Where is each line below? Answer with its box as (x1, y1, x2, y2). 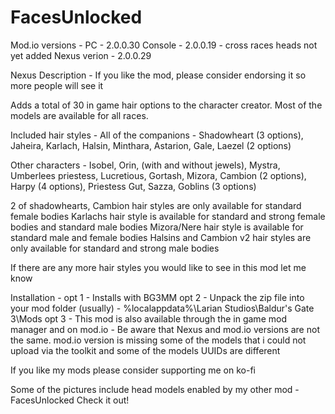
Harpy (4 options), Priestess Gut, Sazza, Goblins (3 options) (10, 180, 257, 192)
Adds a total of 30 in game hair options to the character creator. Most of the (10, 99, 323, 111)
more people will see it (10, 79, 104, 91)
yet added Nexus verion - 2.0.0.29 (10, 49, 152, 61)
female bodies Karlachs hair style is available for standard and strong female (10, 210, 326, 222)
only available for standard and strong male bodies (10, 242, 220, 254)
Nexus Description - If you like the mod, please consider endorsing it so (10, 69, 307, 81)
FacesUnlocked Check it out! (10, 394, 130, 406)
